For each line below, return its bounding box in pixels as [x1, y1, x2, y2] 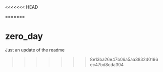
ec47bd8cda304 [90, 61, 124, 68]
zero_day [5, 31, 43, 42]
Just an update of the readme [5, 47, 65, 53]
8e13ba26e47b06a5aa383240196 [90, 56, 159, 62]
